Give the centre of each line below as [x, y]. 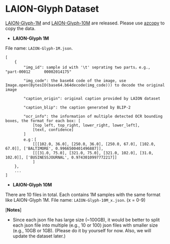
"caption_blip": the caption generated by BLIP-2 [77, 107]
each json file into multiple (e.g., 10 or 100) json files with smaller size [85, 225]
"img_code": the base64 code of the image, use [75, 80]
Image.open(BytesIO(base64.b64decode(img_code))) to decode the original [85, 85]
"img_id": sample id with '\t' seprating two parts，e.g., [87, 67]
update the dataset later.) [39, 236]
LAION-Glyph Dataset [52, 9]
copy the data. [20, 28]
